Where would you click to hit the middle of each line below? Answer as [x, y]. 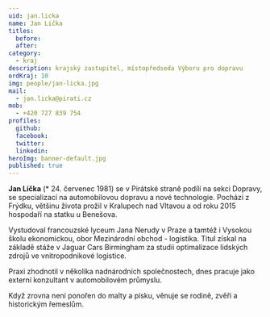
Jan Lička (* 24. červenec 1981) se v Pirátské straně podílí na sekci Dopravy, [135, 189]
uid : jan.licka [34, 16]
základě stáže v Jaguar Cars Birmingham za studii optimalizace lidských [128, 248]
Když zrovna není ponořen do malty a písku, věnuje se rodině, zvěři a [123, 296]
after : [27, 46]
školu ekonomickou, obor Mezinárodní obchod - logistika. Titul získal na [128, 239]
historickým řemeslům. [46, 304]
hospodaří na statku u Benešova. [63, 215]
